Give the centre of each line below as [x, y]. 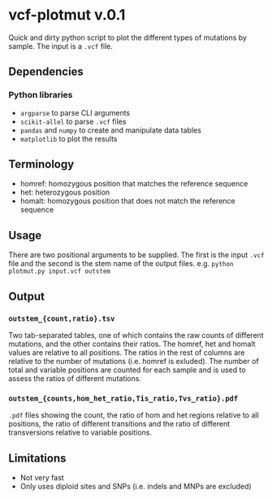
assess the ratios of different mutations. [75, 378]
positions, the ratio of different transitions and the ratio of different [119, 424]
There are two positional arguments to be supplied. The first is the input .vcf [136, 255]
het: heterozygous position [65, 192]
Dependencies [46, 72]
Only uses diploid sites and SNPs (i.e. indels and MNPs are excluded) [136, 487]
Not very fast [42, 478]
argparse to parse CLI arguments [75, 112]
